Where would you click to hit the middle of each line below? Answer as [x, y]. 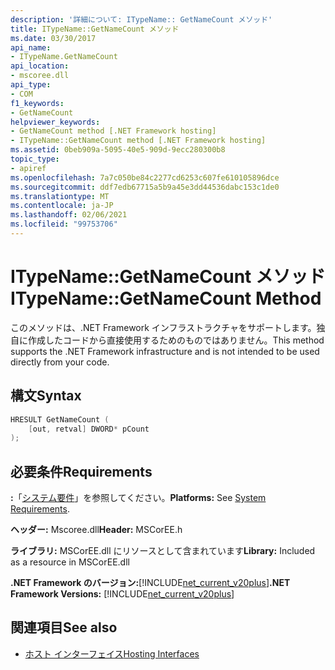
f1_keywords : [37, 103]
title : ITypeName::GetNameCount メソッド [95, 29]
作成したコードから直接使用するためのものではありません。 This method [176, 340]
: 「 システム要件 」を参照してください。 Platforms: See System [138, 498]
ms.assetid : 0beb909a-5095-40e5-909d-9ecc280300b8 [118, 150]
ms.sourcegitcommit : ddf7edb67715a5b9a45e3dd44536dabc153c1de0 [145, 187]
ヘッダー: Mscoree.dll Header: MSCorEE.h [96, 530]
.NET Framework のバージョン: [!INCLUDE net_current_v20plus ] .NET [150, 583]
